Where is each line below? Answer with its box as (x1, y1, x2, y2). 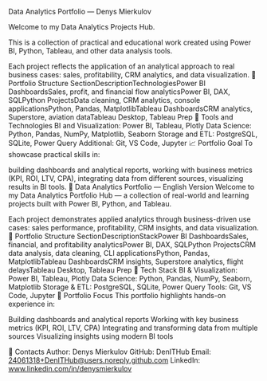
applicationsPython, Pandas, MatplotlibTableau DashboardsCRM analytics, (8, 104, 253, 113)
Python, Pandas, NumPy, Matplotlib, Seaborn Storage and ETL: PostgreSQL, (8, 129, 257, 139)
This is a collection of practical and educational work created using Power (8, 37, 251, 47)
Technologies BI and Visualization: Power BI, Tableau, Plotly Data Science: (8, 121, 253, 130)
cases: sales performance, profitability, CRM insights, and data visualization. (8, 223, 259, 232)
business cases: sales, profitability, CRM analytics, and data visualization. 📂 (8, 70, 257, 79)
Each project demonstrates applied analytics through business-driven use (8, 214, 251, 224)
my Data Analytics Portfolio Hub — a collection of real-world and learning (8, 190, 249, 200)
